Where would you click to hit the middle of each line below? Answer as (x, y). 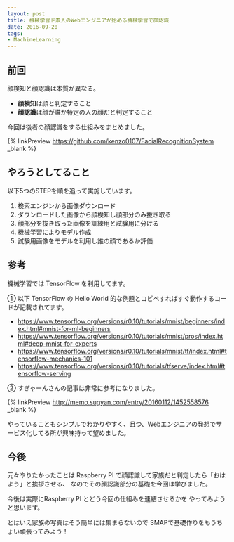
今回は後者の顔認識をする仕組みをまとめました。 (78, 127)
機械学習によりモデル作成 (54, 232)
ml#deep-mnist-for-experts (57, 343)
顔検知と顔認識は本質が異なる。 (53, 88)
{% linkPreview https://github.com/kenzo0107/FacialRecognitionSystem (111, 141)
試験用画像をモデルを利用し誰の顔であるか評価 (85, 240)
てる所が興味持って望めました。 (83, 432)
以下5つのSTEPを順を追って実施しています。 (72, 191)
